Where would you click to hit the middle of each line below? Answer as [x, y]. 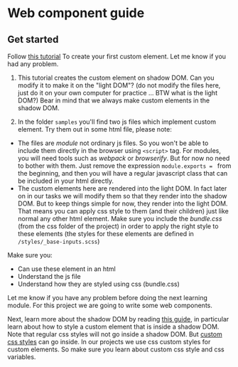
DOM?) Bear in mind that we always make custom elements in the [114, 100]
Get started [33, 39]
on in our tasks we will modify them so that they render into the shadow [122, 196]
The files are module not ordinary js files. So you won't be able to [113, 143]
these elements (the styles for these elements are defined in [106, 234]
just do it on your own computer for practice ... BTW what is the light [118, 93]
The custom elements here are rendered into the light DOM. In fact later [122, 188]
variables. [22, 357]
